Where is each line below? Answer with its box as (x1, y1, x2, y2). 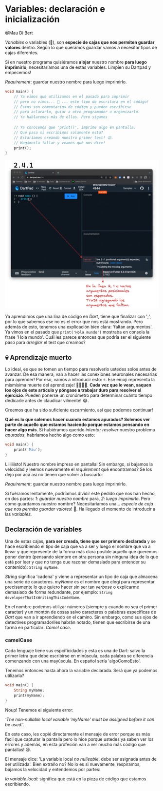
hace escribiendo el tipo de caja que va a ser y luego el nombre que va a (5, 543, 151, 549)
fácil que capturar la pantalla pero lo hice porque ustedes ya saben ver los (5, 736, 154, 742)
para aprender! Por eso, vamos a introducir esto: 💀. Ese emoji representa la (5, 377, 155, 383)
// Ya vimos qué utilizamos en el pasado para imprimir (14, 94, 130, 99)
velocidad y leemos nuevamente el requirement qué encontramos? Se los (5, 466, 152, 472)
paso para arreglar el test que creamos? (5, 339, 86, 345)
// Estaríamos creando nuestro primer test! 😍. (14, 135, 114, 140)
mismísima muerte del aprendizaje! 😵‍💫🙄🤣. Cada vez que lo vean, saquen (5, 382, 152, 388)
